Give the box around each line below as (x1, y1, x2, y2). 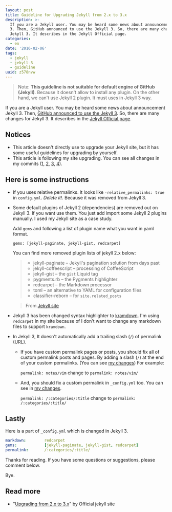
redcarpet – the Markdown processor (33, 281, 112, 288)
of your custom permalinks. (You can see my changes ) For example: (20, 359, 165, 365)
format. (12, 231, 29, 237)
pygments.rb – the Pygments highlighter (33, 276, 118, 282)
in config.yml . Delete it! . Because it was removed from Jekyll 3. (12, 194, 147, 200)
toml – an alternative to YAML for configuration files (33, 287, 142, 293)
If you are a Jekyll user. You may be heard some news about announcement (5, 105, 165, 111)
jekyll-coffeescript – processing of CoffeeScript (33, 265, 134, 271)
